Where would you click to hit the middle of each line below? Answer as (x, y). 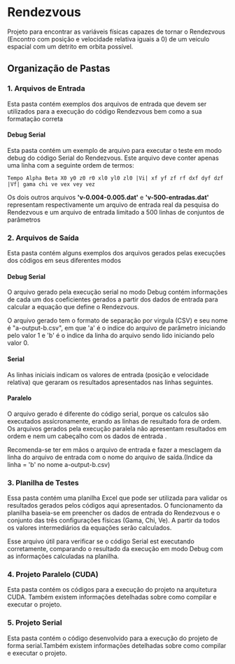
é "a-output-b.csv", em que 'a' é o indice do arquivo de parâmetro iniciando (116, 328)
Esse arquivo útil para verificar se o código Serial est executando (101, 541)
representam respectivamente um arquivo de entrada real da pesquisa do (113, 205)
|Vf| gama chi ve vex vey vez (51, 184)
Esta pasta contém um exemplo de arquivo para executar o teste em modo (115, 150)
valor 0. (18, 343)
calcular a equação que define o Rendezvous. (73, 307)
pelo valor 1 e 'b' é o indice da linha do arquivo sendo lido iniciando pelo (111, 336)
